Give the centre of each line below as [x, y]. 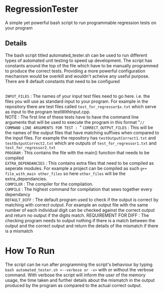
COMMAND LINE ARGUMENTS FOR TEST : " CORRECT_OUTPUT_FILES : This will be [79, 127]
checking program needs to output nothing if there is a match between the [80, 220]
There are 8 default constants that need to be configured [62, 81]
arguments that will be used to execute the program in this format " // [75, 122]
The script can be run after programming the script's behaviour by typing [79, 264]
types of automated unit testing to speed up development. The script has [79, 60]
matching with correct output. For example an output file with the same [77, 205]
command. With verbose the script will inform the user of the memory [75, 275]
